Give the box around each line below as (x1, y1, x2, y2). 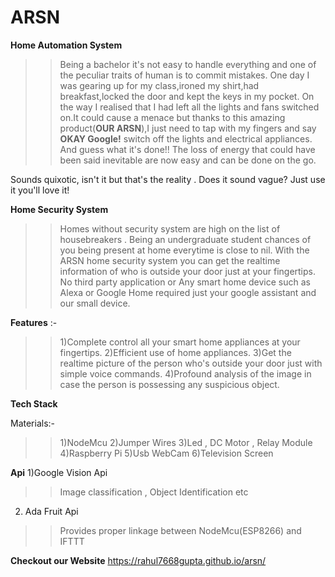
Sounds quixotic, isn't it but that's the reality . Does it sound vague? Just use (10, 173, 326, 185)
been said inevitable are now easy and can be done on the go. (59, 154, 317, 166)
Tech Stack (10, 397, 58, 410)
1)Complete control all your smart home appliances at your (59, 336, 301, 348)
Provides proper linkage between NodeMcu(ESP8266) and (59, 524, 302, 536)
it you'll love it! (10, 184, 70, 196)
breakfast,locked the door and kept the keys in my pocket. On (59, 90, 315, 102)
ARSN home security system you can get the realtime (59, 254, 281, 266)
